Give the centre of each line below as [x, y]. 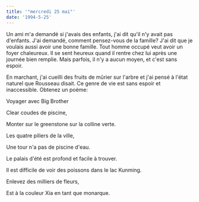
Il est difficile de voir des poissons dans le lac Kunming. [74, 170]
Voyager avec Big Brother [37, 101]
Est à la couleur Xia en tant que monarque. [58, 193]
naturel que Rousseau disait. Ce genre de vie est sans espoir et [83, 83]
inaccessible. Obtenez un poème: [47, 89]
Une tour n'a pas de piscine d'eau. [48, 147]
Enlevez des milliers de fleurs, [43, 181]
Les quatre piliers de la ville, [40, 135]
